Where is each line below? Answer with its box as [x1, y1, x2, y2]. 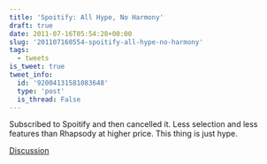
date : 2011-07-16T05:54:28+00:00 [9, 29, 133, 38]
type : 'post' [17, 86, 65, 95]
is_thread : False [17, 94, 81, 104]
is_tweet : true [9, 63, 65, 71]
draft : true [9, 21, 53, 30]
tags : [9, 46, 29, 55]
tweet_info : [9, 71, 53, 79]
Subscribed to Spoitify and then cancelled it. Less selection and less [9, 119, 258, 130]
